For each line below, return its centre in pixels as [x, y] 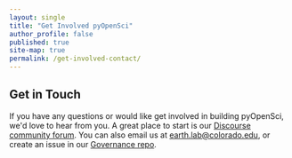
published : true [39, 42]
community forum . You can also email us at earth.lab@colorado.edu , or [140, 135]
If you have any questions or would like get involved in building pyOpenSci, [147, 115]
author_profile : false [51, 34]
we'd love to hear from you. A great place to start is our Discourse [130, 125]
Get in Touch [45, 95]
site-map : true [37, 51]
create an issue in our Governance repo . [83, 144]
